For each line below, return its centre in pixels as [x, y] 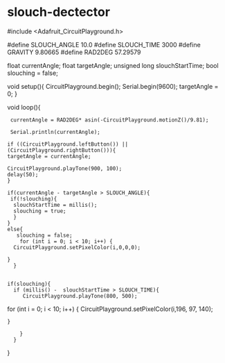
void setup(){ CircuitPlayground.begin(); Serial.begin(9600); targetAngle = [113, 86]
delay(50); [23, 174]
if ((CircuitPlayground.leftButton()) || [68, 144]
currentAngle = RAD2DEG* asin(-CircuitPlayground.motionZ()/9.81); [109, 120]
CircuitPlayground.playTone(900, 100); [65, 168]
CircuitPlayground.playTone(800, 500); [80, 296]
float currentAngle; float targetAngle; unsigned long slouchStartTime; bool [113, 65]
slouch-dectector [59, 12]
